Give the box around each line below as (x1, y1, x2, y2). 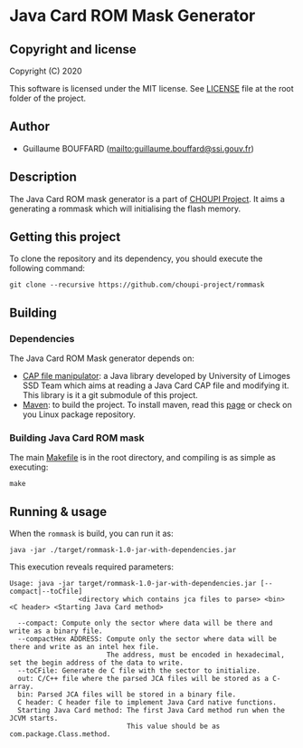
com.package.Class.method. (9, 730, 111, 739)
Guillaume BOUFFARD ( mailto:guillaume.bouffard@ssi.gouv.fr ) (22, 142, 255, 154)
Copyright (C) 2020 (9, 65, 83, 76)
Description (9, 170, 77, 185)
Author (9, 119, 50, 134)
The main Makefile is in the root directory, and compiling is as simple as (9, 452, 276, 463)
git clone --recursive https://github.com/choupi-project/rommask (9, 280, 265, 290)
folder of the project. (9, 92, 87, 103)
